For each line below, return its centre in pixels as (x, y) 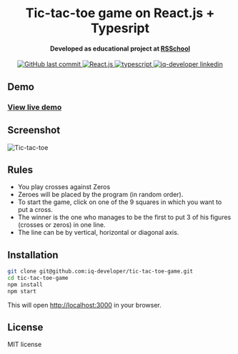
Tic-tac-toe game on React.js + (120, 13)
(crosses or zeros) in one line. (61, 225)
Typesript (120, 28)
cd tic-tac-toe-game (38, 278)
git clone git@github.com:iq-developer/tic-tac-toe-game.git (100, 272)
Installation (33, 255)
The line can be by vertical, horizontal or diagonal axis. (98, 233)
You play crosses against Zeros (64, 187)
